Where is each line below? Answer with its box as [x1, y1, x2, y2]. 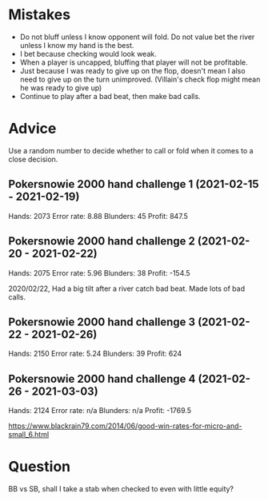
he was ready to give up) [19, 82, 102, 93]
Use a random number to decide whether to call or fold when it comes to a [8, 145, 254, 155]
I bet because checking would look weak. [19, 49, 158, 58]
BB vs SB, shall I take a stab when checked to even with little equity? [8, 484, 234, 494]
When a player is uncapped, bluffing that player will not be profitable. [19, 58, 248, 67]
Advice [8, 120, 57, 137]
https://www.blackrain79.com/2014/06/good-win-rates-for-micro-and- [8, 421, 242, 431]
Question [8, 458, 70, 476]
